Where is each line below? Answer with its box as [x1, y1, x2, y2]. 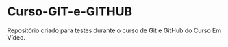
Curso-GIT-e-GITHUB [7, 4, 132, 19]
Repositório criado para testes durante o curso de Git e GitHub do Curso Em [7, 26, 222, 34]
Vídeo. [7, 33, 26, 41]
